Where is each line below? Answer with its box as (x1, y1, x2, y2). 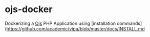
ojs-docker (5, 4, 53, 15)
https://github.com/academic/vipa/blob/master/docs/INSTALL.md (6, 25, 145, 31)
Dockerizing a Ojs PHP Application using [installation (5, 20, 116, 26)
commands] (117, 20, 142, 26)
